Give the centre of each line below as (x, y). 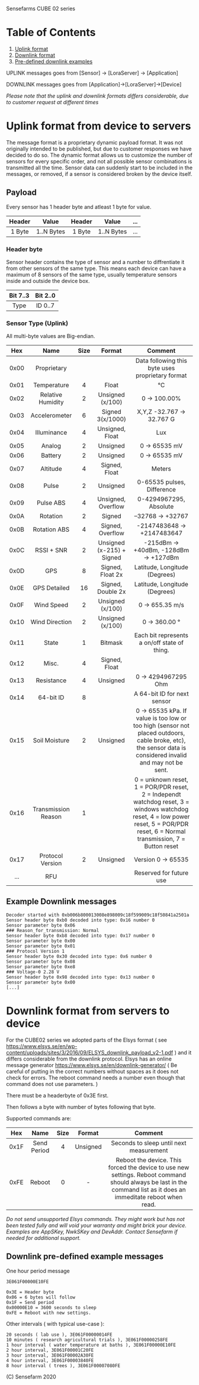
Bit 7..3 (19, 295)
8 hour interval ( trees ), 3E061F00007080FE (63, 1365)
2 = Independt (161, 795)
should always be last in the (149, 1182)
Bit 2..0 (45, 295)
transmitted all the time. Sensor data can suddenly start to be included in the (99, 168)
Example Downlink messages (61, 902)
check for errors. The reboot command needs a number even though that (96, 1078)
